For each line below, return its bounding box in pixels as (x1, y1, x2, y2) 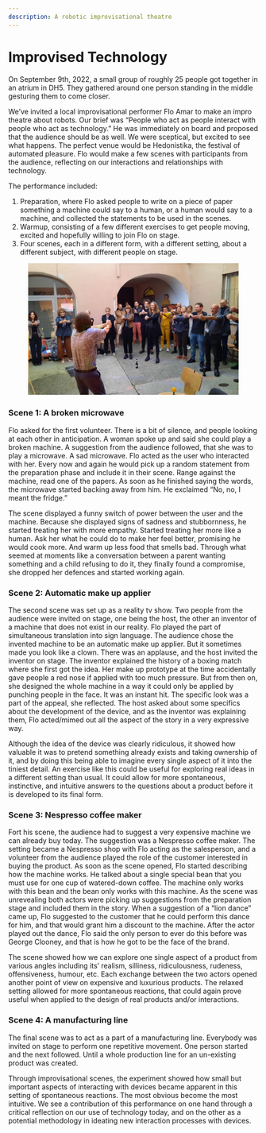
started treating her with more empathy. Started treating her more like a (8, 525, 242, 535)
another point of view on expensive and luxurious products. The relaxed (8, 978, 244, 988)
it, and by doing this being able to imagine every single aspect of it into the (8, 756, 253, 765)
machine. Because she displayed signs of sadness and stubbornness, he (8, 516, 247, 526)
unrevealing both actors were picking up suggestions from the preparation (8, 895, 252, 905)
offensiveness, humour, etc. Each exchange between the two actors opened (8, 969, 258, 979)
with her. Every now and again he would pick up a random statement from (8, 459, 250, 469)
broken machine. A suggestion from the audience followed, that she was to (8, 442, 254, 452)
